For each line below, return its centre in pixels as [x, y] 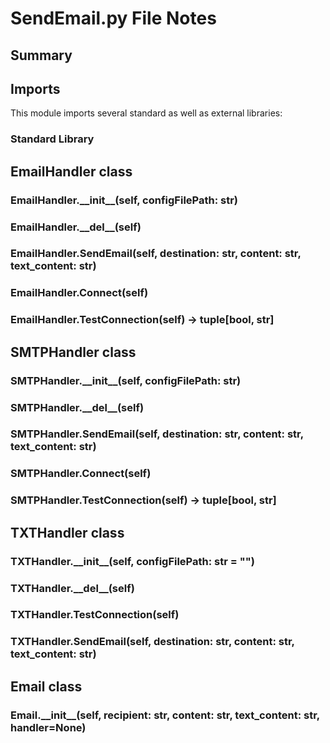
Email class [46, 686]
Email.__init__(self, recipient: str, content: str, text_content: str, [165, 715]
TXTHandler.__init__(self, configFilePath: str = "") [132, 561]
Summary [41, 55]
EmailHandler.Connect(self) [79, 293]
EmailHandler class [71, 171]
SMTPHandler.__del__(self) [77, 407]
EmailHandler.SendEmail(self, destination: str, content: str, [156, 254]
